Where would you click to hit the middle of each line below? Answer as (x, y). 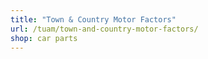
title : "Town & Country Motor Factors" (93, 19)
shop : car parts (44, 38)
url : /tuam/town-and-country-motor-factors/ (104, 29)
